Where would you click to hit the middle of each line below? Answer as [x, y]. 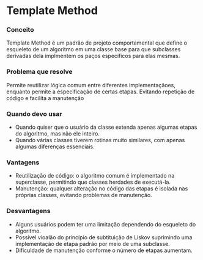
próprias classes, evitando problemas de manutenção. [83, 195]
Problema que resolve [39, 72]
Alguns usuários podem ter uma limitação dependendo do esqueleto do [105, 224]
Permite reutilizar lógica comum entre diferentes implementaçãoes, [91, 85]
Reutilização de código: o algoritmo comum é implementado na [95, 176]
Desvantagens [28, 211]
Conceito [20, 30]
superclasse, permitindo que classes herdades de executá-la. [93, 182]
